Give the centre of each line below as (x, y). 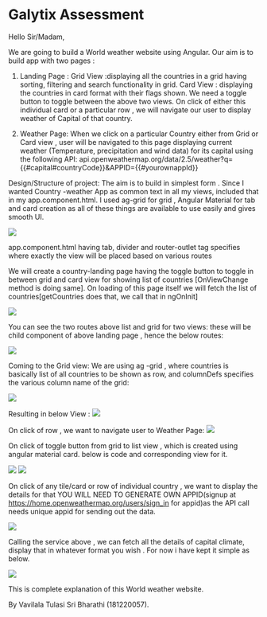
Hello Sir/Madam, (37, 37)
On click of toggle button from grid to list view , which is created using (123, 445)
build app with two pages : (52, 61)
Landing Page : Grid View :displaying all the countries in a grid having (133, 76)
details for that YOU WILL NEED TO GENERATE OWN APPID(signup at (122, 494)
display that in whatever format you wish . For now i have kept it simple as (129, 550)
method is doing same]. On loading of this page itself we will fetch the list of (133, 287)
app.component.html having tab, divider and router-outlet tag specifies (124, 247)
